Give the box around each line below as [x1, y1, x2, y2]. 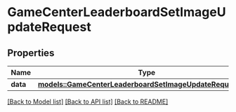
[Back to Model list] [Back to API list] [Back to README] [7, 97, 169, 106]
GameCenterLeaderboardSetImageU [7, 4, 226, 20]
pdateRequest [7, 19, 91, 35]
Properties [7, 47, 55, 59]
